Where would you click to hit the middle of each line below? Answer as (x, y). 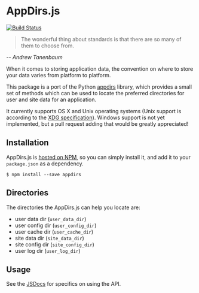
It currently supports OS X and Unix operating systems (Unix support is (94, 111)
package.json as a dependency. (45, 164)
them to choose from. (48, 46)
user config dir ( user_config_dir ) (56, 225)
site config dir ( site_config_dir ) (54, 244)
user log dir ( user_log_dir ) (48, 250)
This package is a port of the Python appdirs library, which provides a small (99, 87)
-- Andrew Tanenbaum (34, 57)
